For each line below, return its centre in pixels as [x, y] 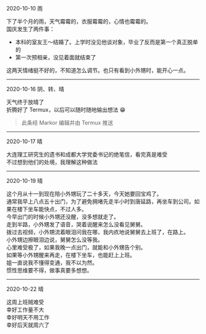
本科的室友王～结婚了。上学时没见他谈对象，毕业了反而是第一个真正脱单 [106, 42]
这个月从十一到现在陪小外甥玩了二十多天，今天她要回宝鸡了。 [84, 194]
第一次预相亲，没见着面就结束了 [55, 57]
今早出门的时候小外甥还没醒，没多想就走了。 [63, 217]
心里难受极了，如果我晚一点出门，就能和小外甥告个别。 [76, 247]
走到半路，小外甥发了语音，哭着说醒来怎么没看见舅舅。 [76, 224]
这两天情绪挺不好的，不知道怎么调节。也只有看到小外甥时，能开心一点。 [97, 70]
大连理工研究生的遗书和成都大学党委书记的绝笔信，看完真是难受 [87, 154]
